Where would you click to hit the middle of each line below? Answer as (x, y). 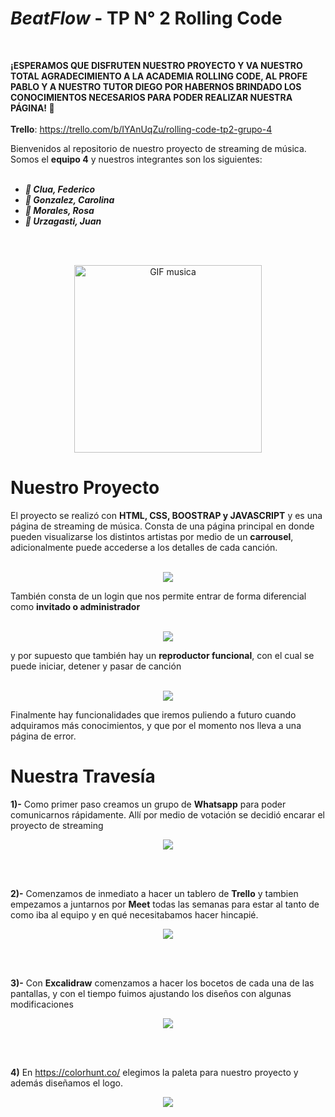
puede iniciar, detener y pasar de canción (96, 666)
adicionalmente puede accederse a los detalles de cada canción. (144, 547)
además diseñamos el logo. (66, 1083)
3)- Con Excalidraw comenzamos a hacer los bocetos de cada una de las (162, 983)
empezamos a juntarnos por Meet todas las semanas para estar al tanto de (165, 904)
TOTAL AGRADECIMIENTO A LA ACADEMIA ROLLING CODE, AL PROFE (159, 76)
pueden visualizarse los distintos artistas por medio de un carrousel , (152, 536)
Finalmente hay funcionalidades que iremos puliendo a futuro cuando (153, 714)
